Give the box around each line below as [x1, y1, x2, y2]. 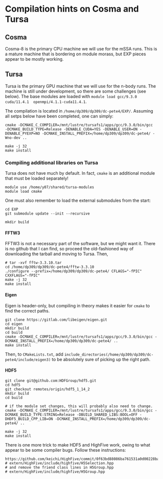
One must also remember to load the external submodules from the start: [5, 198, 151, 203]
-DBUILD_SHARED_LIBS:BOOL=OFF [77, 412, 138, 417]
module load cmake [5, 189, 42, 194]
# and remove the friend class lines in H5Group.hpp [5, 465, 114, 470]
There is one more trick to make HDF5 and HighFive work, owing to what [5, 442, 150, 447]
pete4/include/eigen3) [5, 357, 51, 362]
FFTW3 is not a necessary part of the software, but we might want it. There [5, 241, 156, 247]
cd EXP [5, 207, 18, 212]
